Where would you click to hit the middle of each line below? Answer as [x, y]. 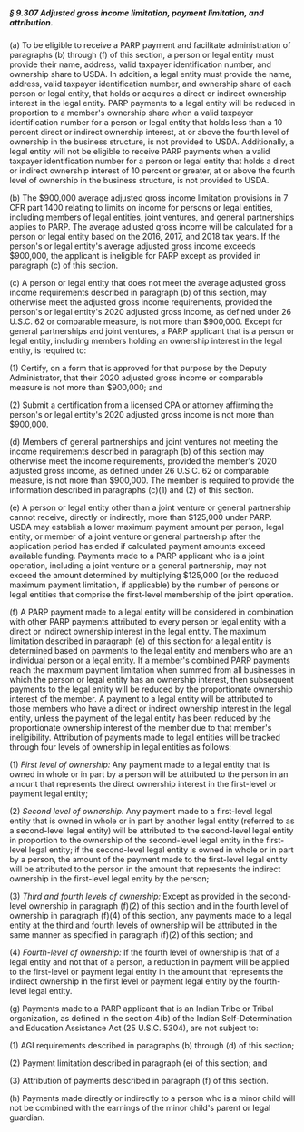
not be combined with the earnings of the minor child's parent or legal [140, 1107]
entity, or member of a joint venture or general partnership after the [135, 536]
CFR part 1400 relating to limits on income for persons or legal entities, [142, 207]
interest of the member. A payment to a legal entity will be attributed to [142, 698]
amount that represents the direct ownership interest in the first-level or [143, 783]
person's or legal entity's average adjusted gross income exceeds [132, 246]
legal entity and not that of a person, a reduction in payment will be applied [150, 961]
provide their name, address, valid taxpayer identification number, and [141, 64]
